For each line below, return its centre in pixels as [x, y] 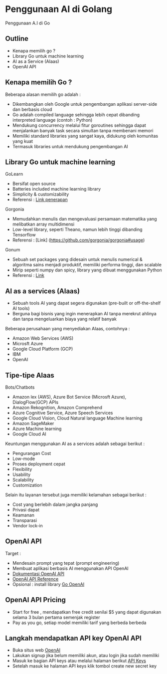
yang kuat [23, 141]
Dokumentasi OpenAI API [38, 573]
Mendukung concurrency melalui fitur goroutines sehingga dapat [79, 125]
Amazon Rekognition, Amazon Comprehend [57, 407]
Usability [21, 474]
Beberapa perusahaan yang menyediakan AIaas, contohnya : [68, 329]
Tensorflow [24, 235]
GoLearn [14, 174]
